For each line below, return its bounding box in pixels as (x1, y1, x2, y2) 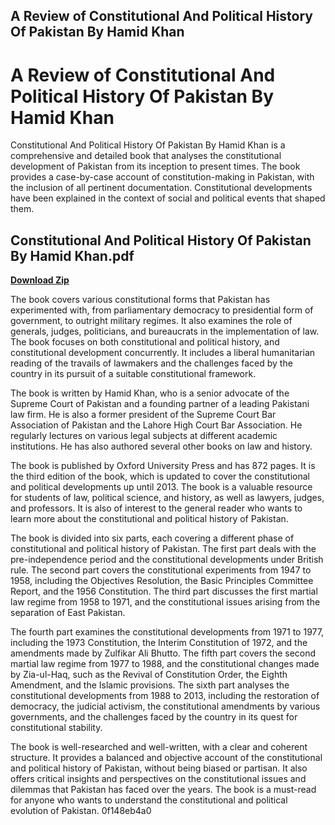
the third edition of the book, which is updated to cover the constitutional (10, 470, 310, 483)
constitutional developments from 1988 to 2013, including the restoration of (10, 690, 320, 702)
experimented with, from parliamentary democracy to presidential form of (10, 304, 314, 316)
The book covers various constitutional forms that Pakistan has (10, 294, 271, 306)
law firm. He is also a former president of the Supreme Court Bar (10, 409, 277, 421)
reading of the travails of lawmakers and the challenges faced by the (10, 357, 293, 369)
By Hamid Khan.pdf (10, 247, 135, 264)
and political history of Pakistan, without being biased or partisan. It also (10, 762, 308, 774)
